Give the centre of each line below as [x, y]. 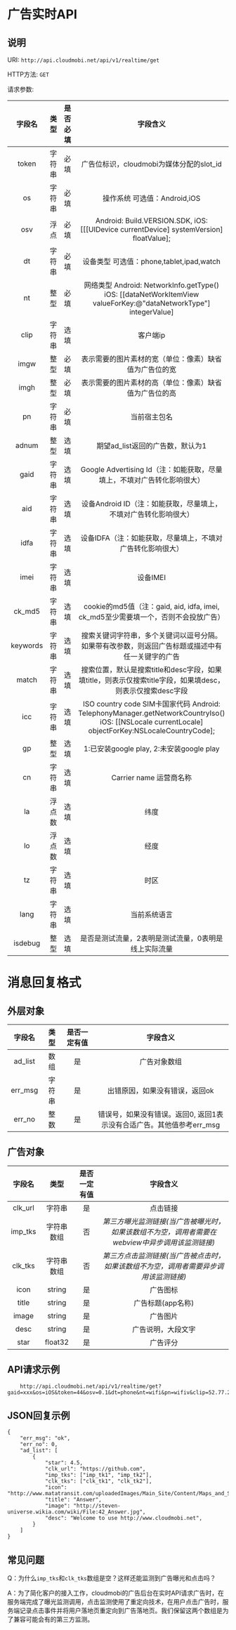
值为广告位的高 [152, 393]
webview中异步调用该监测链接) [164, 1242]
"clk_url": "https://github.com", [95, 1469]
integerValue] [151, 312]
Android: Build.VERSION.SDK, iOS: [152, 221]
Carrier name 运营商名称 [151, 778]
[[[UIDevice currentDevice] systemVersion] [151, 229]
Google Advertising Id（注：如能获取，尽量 [151, 469]
